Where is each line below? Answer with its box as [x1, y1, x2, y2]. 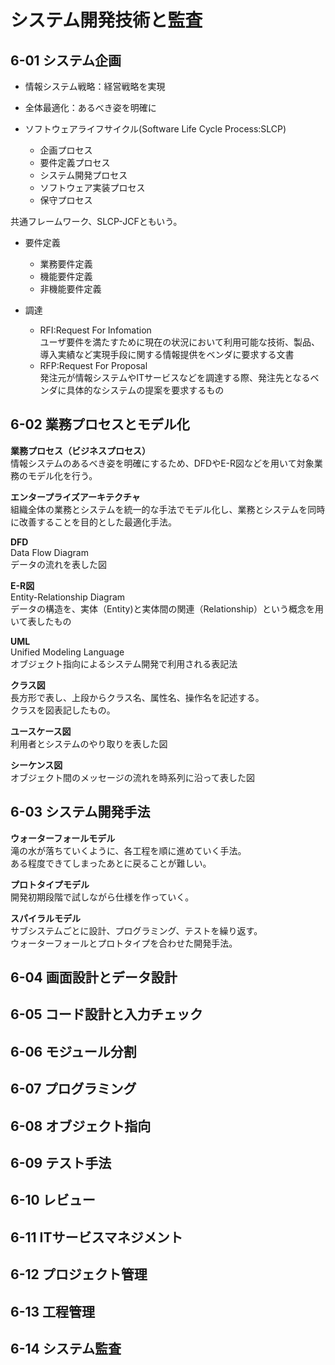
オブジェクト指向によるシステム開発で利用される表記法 [10, 657, 238, 670]
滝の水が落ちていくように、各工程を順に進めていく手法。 [10, 844, 247, 856]
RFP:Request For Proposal [39, 360, 148, 371]
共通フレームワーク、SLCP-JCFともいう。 [10, 216, 183, 227]
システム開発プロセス [39, 169, 128, 181]
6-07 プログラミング [10, 1081, 137, 1098]
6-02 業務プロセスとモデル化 [10, 416, 190, 433]
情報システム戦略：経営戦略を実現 [24, 81, 166, 92]
